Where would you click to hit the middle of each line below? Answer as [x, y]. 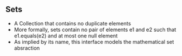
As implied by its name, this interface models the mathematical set [94, 42]
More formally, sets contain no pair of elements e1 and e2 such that [95, 29]
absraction [27, 48]
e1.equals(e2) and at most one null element [66, 36]
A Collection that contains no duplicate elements [72, 23]
